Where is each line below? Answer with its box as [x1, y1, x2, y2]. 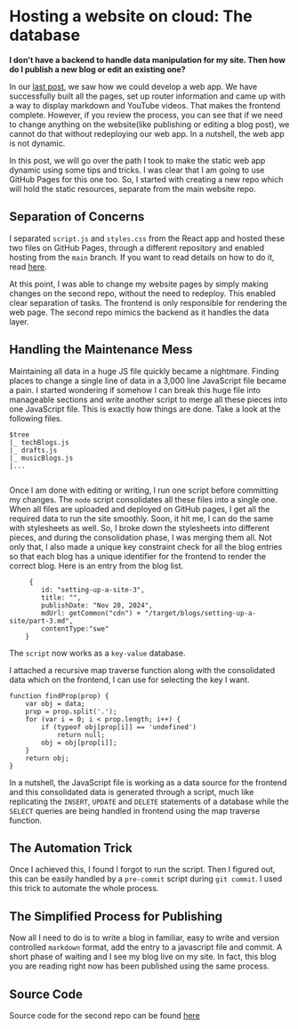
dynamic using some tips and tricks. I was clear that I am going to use [9, 165, 265, 175]
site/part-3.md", [9, 616, 74, 625]
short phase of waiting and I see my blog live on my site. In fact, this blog [9, 952, 278, 962]
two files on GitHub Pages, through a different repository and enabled [9, 242, 265, 253]
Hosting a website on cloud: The [9, 6, 253, 27]
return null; [56, 730, 105, 739]
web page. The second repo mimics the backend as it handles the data [9, 307, 270, 318]
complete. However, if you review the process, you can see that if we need [9, 109, 283, 120]
